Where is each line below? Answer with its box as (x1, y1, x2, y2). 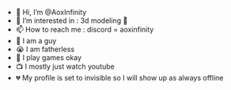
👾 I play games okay (15, 53, 81, 62)
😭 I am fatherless (15, 44, 75, 54)
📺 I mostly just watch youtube (15, 62, 115, 71)
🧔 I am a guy (15, 36, 57, 45)
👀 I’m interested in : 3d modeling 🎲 (15, 16, 128, 25)
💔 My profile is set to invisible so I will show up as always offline (15, 73, 224, 82)
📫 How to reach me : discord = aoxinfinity (15, 24, 154, 34)
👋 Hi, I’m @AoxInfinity (15, 8, 87, 17)
